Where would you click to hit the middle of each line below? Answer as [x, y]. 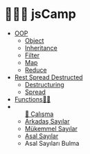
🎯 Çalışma [39, 114]
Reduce [36, 70]
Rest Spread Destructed [48, 77]
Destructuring [44, 84]
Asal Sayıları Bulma [52, 143]
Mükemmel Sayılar [51, 128]
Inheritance [41, 48]
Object [34, 40]
